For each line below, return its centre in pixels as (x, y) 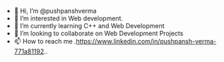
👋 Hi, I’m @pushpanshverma (55, 11)
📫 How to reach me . (45, 41)
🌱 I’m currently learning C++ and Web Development (89, 26)
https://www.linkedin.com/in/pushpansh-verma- (146, 41)
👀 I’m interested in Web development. (69, 18)
